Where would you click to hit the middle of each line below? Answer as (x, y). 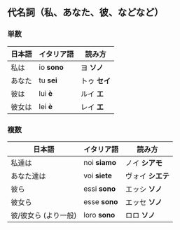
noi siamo (100, 162)
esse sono (101, 201)
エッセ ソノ (144, 202)
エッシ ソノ (144, 189)
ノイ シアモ (144, 163)
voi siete (98, 175)
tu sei (48, 80)
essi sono (100, 189)
